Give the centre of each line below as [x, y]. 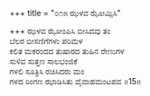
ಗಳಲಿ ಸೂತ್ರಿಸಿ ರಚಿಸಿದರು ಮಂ [47, 71]
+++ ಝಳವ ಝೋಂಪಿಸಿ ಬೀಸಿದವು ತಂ [60, 31]
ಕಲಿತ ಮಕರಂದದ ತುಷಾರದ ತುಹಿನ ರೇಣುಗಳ [67, 51]
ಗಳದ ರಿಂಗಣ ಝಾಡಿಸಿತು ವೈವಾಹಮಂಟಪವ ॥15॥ [75, 81]
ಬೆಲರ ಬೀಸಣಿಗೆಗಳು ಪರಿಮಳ [46, 41]
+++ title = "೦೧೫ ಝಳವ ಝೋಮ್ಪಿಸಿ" [66, 13]
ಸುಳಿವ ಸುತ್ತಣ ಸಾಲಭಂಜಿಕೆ [44, 61]
